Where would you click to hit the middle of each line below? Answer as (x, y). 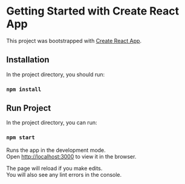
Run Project (29, 108)
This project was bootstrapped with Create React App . (74, 41)
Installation (28, 60)
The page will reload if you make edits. (54, 168)
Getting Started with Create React (93, 11)
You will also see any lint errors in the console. (64, 174)
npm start (21, 138)
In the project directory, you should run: (56, 74)
